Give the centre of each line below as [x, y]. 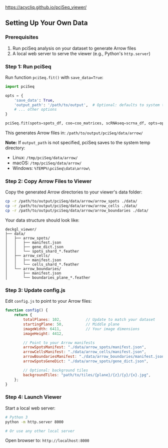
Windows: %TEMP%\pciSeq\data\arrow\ [51, 168]
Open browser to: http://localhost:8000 [47, 440]
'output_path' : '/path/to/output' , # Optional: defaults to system [87, 105]
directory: [15, 148]
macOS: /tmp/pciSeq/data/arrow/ [47, 163]
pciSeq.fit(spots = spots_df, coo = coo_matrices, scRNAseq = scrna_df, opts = [82, 123]
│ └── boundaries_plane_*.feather [48, 278]
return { [23, 315]
